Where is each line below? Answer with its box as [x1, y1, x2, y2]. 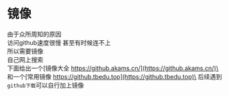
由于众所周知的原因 [7, 30, 62, 38]
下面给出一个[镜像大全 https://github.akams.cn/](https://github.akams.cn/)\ [7, 64, 219, 72]
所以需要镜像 [7, 47, 43, 55]
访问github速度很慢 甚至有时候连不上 [7, 38, 111, 46]
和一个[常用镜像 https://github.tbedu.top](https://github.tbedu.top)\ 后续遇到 [7, 72, 223, 80]
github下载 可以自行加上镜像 [7, 81, 84, 89]
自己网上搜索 [7, 55, 43, 63]
